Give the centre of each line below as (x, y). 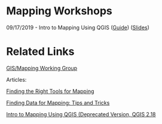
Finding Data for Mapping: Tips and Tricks (58, 103)
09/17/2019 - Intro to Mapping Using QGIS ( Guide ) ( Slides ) (78, 27)
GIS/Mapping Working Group (42, 68)
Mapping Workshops (59, 11)
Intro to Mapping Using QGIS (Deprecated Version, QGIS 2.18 (81, 114)
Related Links (40, 52)
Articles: (16, 79)
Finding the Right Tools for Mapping (50, 91)
